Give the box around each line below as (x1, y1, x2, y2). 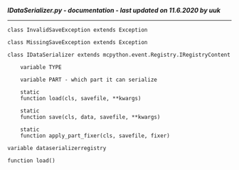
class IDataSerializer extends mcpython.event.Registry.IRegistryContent (7, 51, 231, 58)
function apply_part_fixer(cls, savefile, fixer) (20, 132, 171, 139)
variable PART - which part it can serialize (20, 76, 158, 83)
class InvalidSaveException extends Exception (7, 26, 148, 33)
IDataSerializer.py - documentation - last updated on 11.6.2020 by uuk (7, 6, 221, 14)
